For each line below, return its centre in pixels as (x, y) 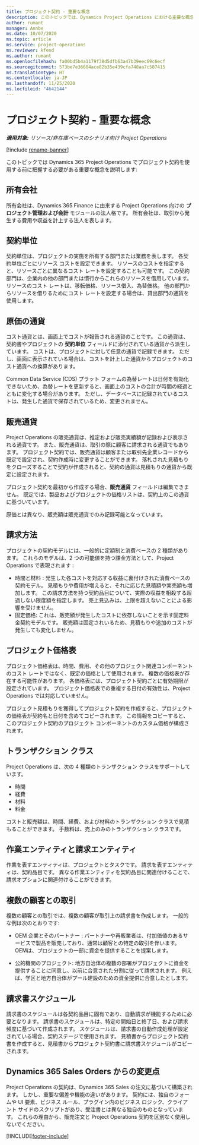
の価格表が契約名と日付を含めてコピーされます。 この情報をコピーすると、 (97, 715)
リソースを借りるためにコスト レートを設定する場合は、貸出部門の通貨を (100, 293)
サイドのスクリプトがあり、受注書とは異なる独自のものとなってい (98, 1109)
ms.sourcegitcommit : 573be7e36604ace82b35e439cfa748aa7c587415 (86, 67)
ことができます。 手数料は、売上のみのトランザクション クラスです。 (100, 829)
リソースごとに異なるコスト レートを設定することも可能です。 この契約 (103, 271)
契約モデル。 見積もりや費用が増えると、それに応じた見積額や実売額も (101, 585)
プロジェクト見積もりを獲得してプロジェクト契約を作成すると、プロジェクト (99, 708)
